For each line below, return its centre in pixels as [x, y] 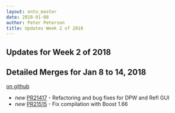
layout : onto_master [32, 12]
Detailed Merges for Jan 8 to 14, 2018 [76, 72]
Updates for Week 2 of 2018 [59, 52]
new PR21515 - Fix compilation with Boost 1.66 [71, 104]
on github [18, 86]
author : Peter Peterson [36, 22]
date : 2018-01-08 [28, 17]
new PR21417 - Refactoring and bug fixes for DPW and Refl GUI [92, 98]
